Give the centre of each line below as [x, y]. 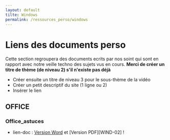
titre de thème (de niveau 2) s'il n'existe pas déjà [58, 70]
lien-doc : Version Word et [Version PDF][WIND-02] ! [68, 132]
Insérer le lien [27, 90]
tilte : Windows [22, 15]
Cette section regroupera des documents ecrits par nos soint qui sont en [82, 59]
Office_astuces [25, 121]
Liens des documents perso [66, 45]
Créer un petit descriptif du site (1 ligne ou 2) [60, 85]
